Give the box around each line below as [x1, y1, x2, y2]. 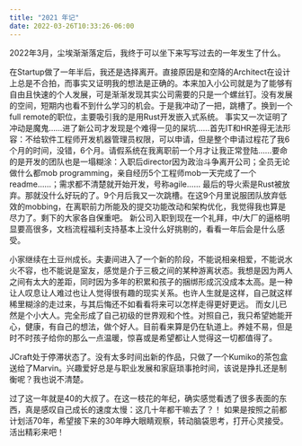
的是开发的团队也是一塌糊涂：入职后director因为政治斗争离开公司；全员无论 [9, 156, 290, 167]
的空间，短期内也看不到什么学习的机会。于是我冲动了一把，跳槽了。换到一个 [9, 100, 293, 110]
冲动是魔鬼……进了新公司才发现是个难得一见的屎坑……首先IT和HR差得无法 [9, 122, 283, 133]
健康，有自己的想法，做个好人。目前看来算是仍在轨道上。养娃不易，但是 [24, 320, 293, 332]
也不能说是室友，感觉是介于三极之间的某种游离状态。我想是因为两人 [40, 265, 293, 275]
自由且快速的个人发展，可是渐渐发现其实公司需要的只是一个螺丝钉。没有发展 [9, 89, 293, 100]
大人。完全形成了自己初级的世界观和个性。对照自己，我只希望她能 [40, 310, 285, 320]
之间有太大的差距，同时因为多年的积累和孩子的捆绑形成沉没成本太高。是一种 [9, 275, 293, 287]
